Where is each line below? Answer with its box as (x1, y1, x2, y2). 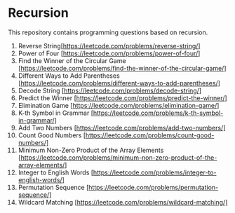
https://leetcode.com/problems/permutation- (88, 183, 219, 191)
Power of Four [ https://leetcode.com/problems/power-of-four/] (18, 49, 201, 57)
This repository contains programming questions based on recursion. (8, 28, 208, 36)
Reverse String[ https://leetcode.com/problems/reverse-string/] (18, 41, 201, 50)
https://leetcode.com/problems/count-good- (85, 131, 215, 139)
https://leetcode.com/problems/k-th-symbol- (93, 109, 224, 117)
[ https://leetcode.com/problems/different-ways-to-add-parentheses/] (18, 78, 220, 87)
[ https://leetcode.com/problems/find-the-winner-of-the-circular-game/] (18, 64, 227, 72)
